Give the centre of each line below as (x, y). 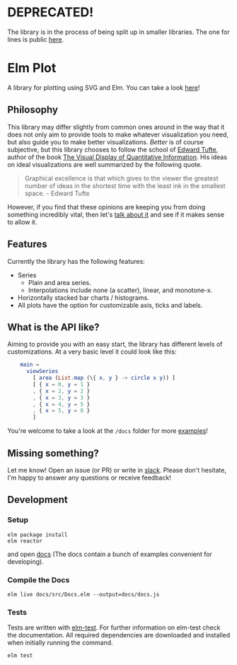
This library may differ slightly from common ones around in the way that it (116, 127)
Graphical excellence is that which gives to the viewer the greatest (121, 178)
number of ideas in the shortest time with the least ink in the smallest (125, 185)
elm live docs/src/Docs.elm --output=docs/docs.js (83, 594)
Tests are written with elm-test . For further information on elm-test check (114, 628)
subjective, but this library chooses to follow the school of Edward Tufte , (113, 149)
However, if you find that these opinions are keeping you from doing (106, 207)
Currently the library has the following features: (76, 261)
